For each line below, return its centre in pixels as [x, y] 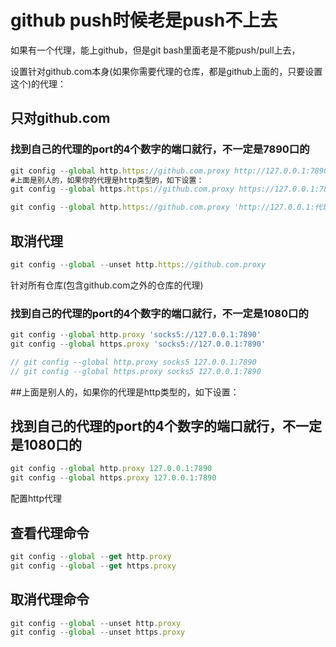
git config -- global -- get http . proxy [91, 556]
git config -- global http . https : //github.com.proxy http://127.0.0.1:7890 [169, 171]
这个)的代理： [38, 83]
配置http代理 [36, 498]
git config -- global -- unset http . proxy [96, 623]
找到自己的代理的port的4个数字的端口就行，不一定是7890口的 [160, 149]
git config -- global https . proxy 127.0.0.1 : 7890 [113, 478]
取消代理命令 [50, 599]
